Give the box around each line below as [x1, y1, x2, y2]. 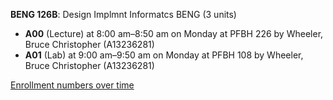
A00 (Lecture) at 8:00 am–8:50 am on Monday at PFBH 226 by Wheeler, [24, 28, 324, 39]
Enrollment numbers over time [10, 79, 135, 91]
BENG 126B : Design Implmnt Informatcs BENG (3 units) [10, 9, 237, 20]
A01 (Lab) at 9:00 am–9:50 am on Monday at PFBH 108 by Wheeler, [24, 49, 304, 61]
